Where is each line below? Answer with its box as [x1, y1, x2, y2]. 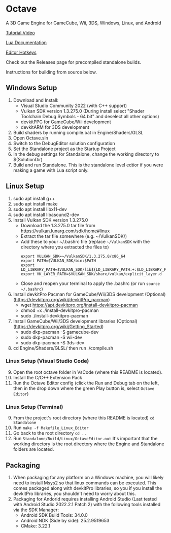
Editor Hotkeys [6, 49, 37, 55]
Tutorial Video [6, 29, 35, 35]
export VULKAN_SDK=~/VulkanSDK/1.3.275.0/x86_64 [20, 254, 126, 259]
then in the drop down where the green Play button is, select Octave [13, 385, 155, 391]
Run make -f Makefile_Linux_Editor [13, 424, 89, 431]
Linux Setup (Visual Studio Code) [6, 358, 89, 365]
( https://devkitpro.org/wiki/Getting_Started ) [13, 323, 104, 330]
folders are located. [13, 446, 54, 452]
